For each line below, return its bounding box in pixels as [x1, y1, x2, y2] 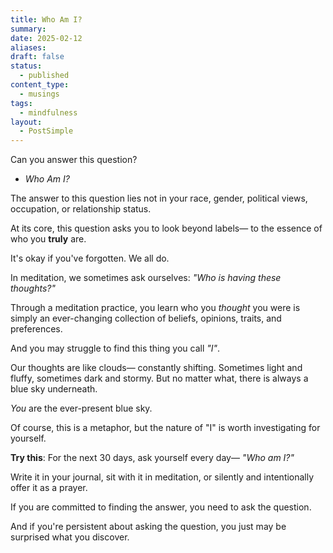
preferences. [10, 323, 63, 335]
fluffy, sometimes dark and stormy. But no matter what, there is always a [10, 372, 309, 385]
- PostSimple [19, 126, 74, 136]
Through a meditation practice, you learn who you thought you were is [10, 302, 301, 314]
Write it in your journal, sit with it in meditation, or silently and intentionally [10, 471, 315, 483]
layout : [10, 117, 43, 127]
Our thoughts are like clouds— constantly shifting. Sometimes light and [10, 362, 303, 374]
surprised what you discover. [10, 531, 130, 543]
